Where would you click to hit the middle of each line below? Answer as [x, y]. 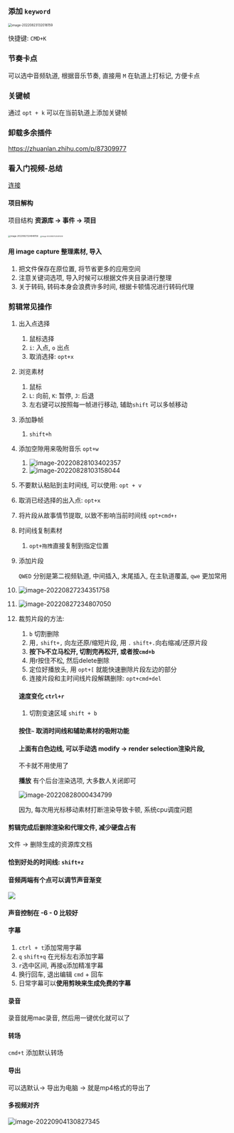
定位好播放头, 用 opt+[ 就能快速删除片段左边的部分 [103, 669]
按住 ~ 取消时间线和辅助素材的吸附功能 [74, 731]
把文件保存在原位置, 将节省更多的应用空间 [79, 268]
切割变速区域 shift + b [63, 713]
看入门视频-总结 [36, 169]
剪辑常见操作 [30, 306]
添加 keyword [30, 11]
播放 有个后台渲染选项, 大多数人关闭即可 [77, 780]
